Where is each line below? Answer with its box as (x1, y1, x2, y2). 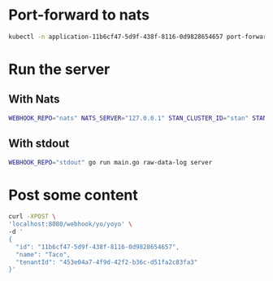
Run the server (8, 60, 110, 78)
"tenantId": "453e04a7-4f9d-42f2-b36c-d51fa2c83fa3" (15, 258, 198, 266)
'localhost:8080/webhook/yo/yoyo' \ (8, 220, 132, 229)
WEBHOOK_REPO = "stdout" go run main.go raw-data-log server (8, 158, 213, 166)
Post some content (8, 186, 138, 204)
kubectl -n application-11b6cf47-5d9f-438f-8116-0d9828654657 (8, 33, 223, 41)
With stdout (8, 137, 70, 151)
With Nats (8, 92, 60, 107)
